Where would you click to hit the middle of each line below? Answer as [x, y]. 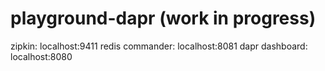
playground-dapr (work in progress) [163, 18]
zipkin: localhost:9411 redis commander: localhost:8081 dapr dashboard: [159, 46]
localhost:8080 [41, 56]
